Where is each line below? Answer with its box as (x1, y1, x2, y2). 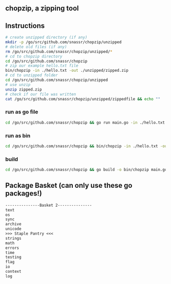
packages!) (5, 189, 42, 198)
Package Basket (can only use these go (5, 181, 132, 190)
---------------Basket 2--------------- (5, 203, 93, 208)
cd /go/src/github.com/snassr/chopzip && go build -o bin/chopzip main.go (5, 167, 167, 173)
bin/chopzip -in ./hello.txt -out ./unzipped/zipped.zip (5, 68, 129, 73)
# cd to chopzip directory (5, 53, 63, 59)
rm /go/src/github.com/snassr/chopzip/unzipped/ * (5, 49, 113, 54)
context (5, 269, 22, 274)
